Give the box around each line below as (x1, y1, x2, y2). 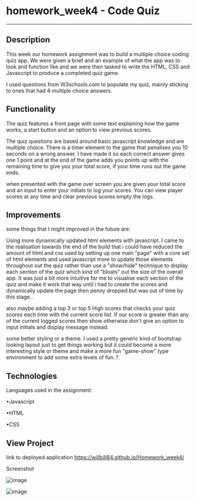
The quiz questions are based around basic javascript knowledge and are (6, 137, 184, 145)
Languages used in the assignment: (6, 387, 93, 394)
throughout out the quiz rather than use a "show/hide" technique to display (6, 262, 189, 269)
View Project (6, 438, 54, 448)
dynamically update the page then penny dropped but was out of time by (6, 287, 184, 294)
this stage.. (6, 293, 34, 300)
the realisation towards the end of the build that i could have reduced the (6, 243, 183, 250)
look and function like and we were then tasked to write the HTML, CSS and (6, 63, 190, 70)
